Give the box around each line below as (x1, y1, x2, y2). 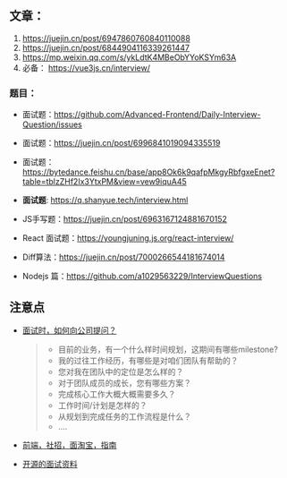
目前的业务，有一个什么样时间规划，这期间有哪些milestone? (57, 344, 279, 354)
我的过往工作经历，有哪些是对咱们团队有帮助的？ (57, 354, 239, 365)
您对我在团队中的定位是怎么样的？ (57, 366, 184, 377)
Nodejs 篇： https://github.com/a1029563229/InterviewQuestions (21, 271, 262, 282)
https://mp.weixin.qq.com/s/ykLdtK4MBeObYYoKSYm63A (21, 52, 237, 63)
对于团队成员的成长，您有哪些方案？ (57, 377, 192, 388)
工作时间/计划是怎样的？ (57, 399, 148, 410)
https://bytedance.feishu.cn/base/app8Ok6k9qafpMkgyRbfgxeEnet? (21, 166, 275, 177)
